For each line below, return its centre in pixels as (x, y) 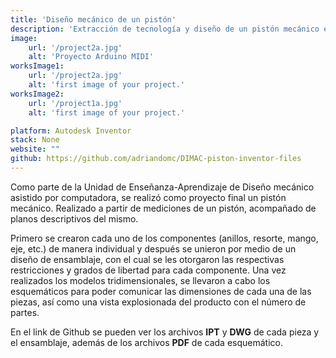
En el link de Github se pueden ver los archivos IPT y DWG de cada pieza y (165, 332)
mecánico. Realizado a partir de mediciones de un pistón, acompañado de (163, 208)
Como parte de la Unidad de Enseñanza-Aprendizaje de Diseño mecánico (162, 187)
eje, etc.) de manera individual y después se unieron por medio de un (153, 248)
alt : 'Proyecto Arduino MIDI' (91, 57)
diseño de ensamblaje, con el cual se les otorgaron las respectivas (147, 259)
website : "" (35, 149)
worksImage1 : (37, 66)
